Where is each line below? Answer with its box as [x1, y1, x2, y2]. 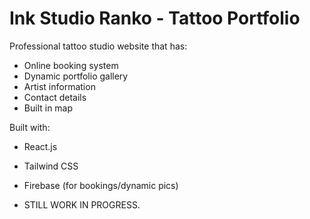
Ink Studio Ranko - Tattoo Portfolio [9, 7, 301, 30]
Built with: [9, 121, 51, 133]
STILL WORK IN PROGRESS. [23, 198, 141, 211]
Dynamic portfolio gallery [23, 70, 129, 82]
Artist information [23, 80, 96, 92]
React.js [23, 140, 58, 152]
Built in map [23, 102, 74, 114]
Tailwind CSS [23, 160, 79, 172]
